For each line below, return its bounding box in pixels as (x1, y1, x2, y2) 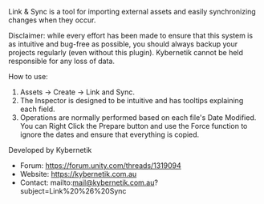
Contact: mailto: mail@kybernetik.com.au (19, 178, 155, 187)
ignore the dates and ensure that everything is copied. (19, 130, 200, 139)
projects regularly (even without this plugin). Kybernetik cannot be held (8, 48, 243, 57)
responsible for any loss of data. (8, 56, 115, 66)
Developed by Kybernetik (8, 146, 92, 154)
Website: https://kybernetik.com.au (19, 170, 137, 178)
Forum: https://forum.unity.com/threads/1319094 (19, 161, 182, 170)
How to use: (8, 72, 48, 81)
